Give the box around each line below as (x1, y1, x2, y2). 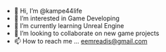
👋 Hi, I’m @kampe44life (13, 7, 82, 15)
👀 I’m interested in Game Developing (13, 14, 120, 22)
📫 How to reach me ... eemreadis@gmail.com (13, 37, 148, 45)
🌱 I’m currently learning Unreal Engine (13, 22, 124, 30)
